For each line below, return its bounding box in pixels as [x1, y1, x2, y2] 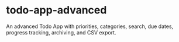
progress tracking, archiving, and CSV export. [6, 29, 116, 36]
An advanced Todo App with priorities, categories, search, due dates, [6, 23, 174, 30]
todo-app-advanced [6, 3, 107, 17]
